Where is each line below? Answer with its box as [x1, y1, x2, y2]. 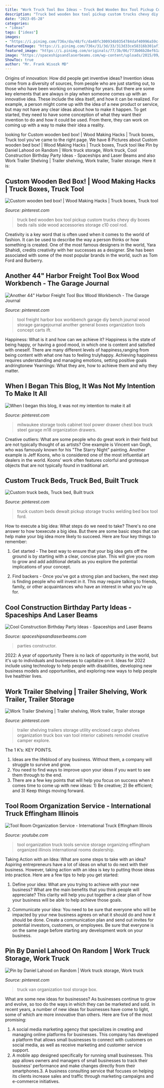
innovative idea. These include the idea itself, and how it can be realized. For [5, 96, 159, 102]
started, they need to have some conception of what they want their [5, 112, 142, 118]
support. [12, 1047, 30, 1053]
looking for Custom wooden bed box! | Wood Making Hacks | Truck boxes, [5, 132, 155, 138]
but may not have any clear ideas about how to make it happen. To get [5, 106, 146, 113]
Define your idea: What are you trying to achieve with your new [12, 881, 139, 887]
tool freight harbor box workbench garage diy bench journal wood [17, 317, 150, 322]
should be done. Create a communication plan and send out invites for [12, 917, 154, 923]
